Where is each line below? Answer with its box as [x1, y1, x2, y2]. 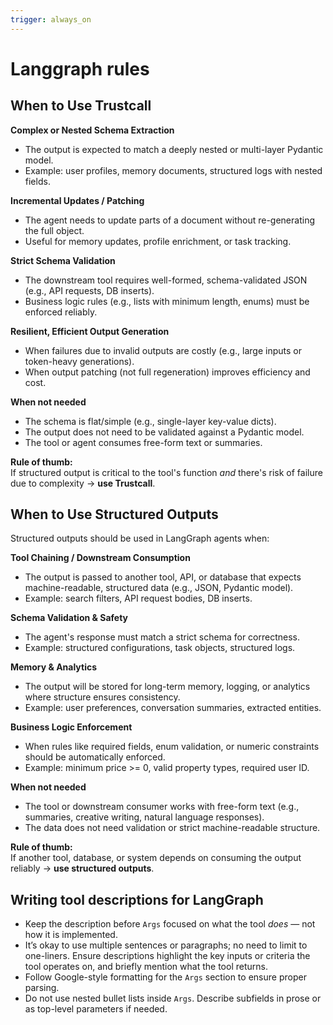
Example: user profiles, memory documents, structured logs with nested [24, 164, 323, 176]
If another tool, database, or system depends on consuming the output [10, 852, 302, 864]
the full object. [24, 224, 85, 236]
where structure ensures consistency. [24, 691, 181, 703]
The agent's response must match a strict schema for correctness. [24, 631, 300, 643]
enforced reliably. [24, 306, 98, 318]
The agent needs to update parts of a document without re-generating [24, 214, 315, 226]
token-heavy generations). [24, 355, 135, 367]
